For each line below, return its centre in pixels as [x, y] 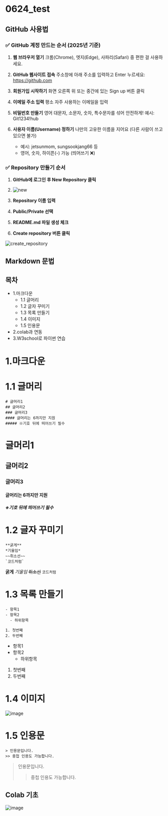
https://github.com [32, 80]
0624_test [28, 9]
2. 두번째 [14, 636]
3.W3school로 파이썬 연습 [39, 338]
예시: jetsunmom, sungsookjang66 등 [59, 146]
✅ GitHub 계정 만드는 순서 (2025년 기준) [53, 45]
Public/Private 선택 [33, 212]
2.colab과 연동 [27, 332]
